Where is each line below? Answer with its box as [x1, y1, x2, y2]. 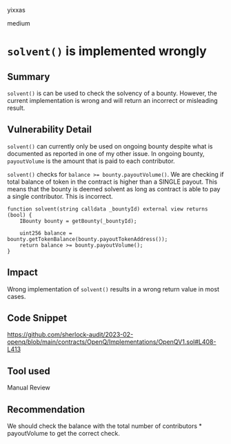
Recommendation [7, 403, 85, 415]
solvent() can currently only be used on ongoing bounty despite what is [7, 142, 213, 151]
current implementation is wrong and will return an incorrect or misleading [7, 97, 219, 104]
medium [7, 19, 30, 27]
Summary [7, 70, 50, 82]
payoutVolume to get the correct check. [7, 429, 121, 438]
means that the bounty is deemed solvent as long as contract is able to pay [7, 184, 221, 193]
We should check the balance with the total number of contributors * [7, 422, 202, 430]
